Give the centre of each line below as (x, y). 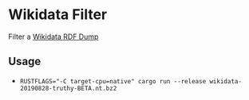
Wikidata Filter (58, 15)
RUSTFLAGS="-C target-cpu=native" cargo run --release (113, 81)
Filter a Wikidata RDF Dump (53, 37)
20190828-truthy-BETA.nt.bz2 (68, 88)
